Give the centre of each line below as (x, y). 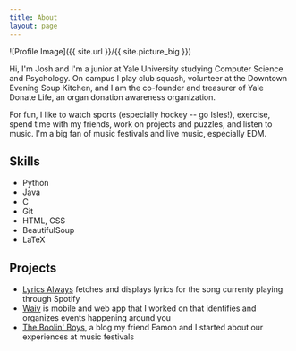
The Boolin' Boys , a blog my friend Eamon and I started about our (143, 328)
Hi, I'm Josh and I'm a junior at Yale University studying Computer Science (146, 69)
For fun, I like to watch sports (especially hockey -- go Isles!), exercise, (140, 114)
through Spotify (51, 299)
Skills (25, 161)
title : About (34, 17)
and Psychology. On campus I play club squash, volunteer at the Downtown (148, 78)
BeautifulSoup (48, 230)
